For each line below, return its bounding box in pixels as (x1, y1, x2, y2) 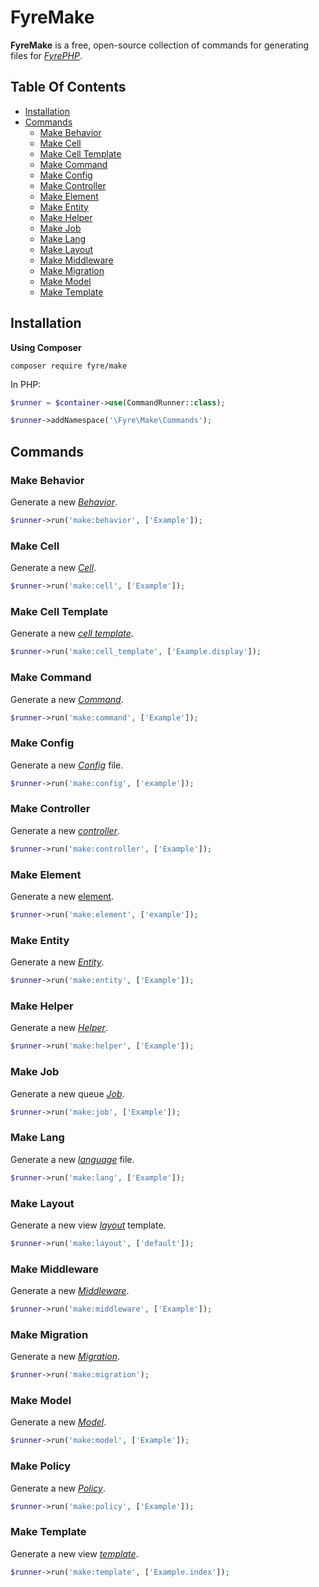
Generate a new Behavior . (10, 496, 118, 508)
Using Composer (10, 341, 82, 353)
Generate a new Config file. (10, 759, 124, 771)
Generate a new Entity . (10, 956, 105, 968)
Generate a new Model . (10, 1416, 107, 1428)
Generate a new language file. (10, 1153, 135, 1165)
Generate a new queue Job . (10, 1087, 125, 1100)
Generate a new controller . (10, 824, 120, 836)
